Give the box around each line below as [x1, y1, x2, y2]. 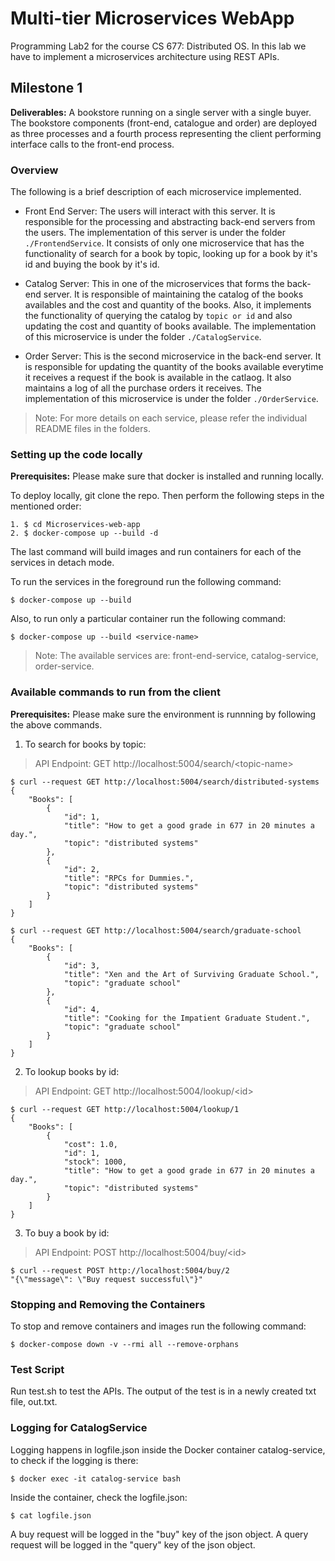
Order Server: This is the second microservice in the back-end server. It [24, 350, 322, 362]
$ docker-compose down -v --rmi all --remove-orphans [10, 1339, 240, 1349]
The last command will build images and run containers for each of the [10, 546, 302, 558]
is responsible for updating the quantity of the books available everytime [24, 361, 324, 373]
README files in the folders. [34, 423, 151, 435]
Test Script [10, 1362, 65, 1376]
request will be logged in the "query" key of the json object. [10, 1538, 256, 1551]
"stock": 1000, [63, 1157, 128, 1167]
